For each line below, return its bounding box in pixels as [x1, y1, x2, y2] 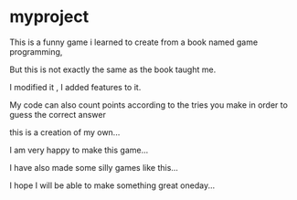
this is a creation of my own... [9, 126, 121, 138]
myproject [9, 6, 90, 27]
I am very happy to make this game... [9, 144, 149, 155]
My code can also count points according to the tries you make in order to [9, 99, 288, 111]
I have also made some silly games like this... [9, 162, 178, 173]
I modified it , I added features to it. [9, 81, 142, 92]
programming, [9, 46, 63, 57]
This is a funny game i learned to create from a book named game [9, 37, 259, 47]
